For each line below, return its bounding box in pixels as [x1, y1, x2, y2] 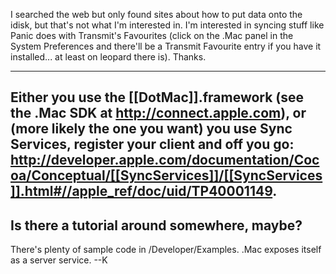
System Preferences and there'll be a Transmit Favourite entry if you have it [10, 40, 322, 52]
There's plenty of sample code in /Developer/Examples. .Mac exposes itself [10, 244, 322, 256]
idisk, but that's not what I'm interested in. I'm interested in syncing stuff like [10, 19, 325, 31]
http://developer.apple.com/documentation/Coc [10, 152, 320, 169]
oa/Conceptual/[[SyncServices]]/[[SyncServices [10, 167, 323, 184]
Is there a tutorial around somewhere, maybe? [10, 217, 303, 234]
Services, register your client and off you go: [10, 136, 295, 153]
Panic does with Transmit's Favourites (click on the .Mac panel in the [10, 30, 294, 41]
